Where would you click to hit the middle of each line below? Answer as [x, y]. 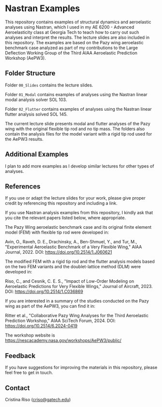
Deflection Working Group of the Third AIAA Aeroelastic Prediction [71, 53]
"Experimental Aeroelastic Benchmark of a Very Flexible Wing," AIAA [74, 247]
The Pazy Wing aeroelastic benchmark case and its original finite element [78, 227]
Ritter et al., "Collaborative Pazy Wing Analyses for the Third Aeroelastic [77, 316]
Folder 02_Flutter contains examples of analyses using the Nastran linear [78, 109]
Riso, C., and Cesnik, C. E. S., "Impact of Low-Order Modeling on [70, 281]
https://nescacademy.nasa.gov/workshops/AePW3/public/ [63, 340]
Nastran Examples [43, 8]
